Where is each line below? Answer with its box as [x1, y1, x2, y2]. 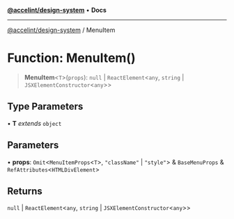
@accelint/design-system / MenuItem [7, 26, 116, 34]
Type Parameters [7, 101, 84, 113]
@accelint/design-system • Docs [7, 6, 107, 14]
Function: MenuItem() [7, 50, 136, 66]
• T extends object [7, 119, 62, 127]
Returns [7, 185, 43, 197]
